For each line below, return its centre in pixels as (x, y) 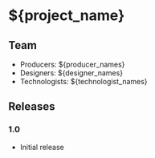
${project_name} (67, 16)
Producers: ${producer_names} (72, 64)
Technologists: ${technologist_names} (84, 81)
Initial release (42, 147)
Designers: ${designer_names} (71, 73)
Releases (32, 107)
